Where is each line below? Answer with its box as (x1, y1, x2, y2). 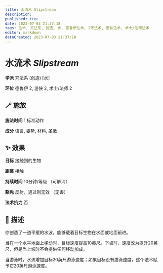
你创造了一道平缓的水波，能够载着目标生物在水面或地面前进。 (5, 230, 131, 235)
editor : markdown (5, 30, 41, 35)
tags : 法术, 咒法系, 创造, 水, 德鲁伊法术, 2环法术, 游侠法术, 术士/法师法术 (5, 26, 150, 31)
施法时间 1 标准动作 (5, 117, 44, 123)
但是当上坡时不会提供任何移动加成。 (13, 246, 87, 252)
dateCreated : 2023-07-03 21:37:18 (5, 35, 77, 40)
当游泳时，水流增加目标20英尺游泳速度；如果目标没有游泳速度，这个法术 (5, 257, 154, 263)
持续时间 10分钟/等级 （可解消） (5, 179, 70, 185)
